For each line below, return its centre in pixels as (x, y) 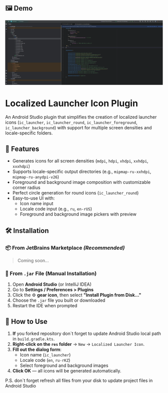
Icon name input (36, 204)
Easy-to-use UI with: (33, 198)
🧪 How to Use (26, 322)
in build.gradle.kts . (33, 339)
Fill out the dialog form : (37, 349)
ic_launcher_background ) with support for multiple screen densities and (78, 128)
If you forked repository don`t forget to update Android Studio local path (87, 334)
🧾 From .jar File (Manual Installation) (51, 273)
